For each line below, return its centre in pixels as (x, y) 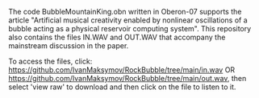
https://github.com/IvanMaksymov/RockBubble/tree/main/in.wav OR (122, 70)
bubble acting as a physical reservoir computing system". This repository (130, 29)
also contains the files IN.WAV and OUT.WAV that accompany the (117, 37)
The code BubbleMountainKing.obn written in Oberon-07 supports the (125, 12)
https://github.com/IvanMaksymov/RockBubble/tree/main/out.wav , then (127, 78)
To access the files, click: (50, 61)
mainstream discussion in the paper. (69, 46)
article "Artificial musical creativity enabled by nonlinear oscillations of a (128, 20)
